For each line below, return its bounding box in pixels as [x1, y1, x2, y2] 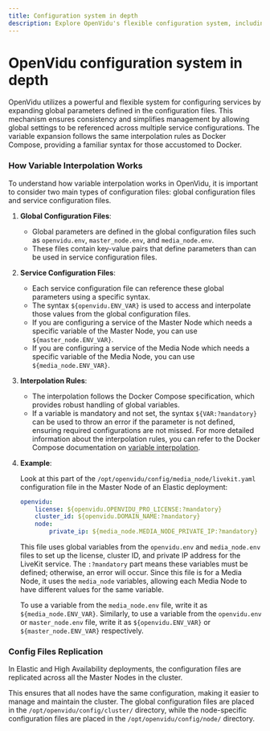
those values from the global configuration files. [31, 308, 191, 318]
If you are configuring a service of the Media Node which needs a [31, 343, 250, 353]
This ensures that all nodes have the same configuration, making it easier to [8, 688, 260, 698]
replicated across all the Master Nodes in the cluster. [8, 672, 183, 683]
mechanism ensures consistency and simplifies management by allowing [8, 114, 250, 125]
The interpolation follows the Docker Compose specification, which [31, 391, 256, 401]
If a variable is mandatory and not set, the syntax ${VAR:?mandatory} [31, 408, 257, 418]
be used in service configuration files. [31, 252, 157, 262]
